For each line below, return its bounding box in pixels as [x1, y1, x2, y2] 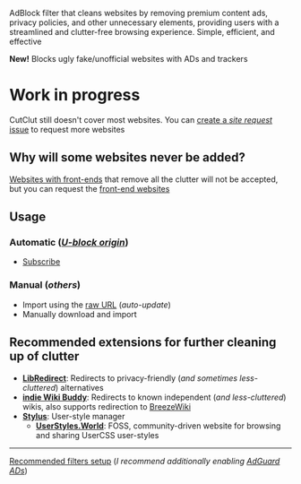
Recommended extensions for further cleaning [9, 335, 277, 350]
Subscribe [21, 256, 61, 267]
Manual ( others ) [9, 279, 82, 291]
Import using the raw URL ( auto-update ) [21, 299, 172, 310]
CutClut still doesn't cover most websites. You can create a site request [9, 114, 273, 125]
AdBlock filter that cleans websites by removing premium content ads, [9, 8, 269, 18]
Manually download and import [21, 308, 137, 319]
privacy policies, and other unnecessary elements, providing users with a [9, 17, 279, 28]
